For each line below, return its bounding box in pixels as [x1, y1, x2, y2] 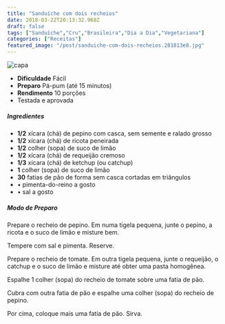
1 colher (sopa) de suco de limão [17, 166, 110, 174]
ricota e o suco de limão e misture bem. [7, 228, 120, 236]
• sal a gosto [17, 187, 54, 196]
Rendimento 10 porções [17, 89, 86, 97]
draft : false [7, 23, 45, 30]
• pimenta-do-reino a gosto [17, 180, 96, 188]
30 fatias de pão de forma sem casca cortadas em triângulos [17, 173, 191, 181]
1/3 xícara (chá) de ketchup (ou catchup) [17, 158, 133, 166]
